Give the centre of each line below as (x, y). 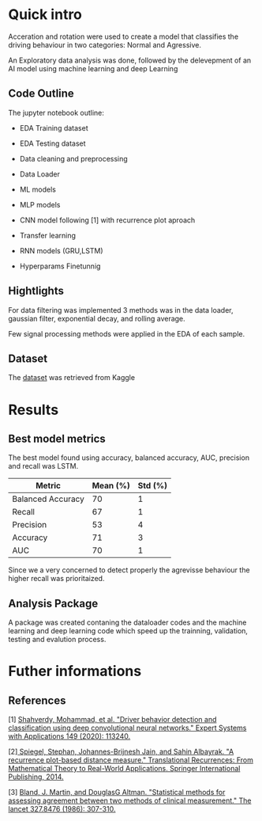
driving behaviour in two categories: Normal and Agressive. (105, 44)
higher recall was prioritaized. (56, 579)
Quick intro (45, 15)
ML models (38, 189)
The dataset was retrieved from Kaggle (72, 378)
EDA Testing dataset (52, 143)
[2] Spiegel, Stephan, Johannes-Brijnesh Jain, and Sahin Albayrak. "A (121, 752)
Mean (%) (111, 486)
